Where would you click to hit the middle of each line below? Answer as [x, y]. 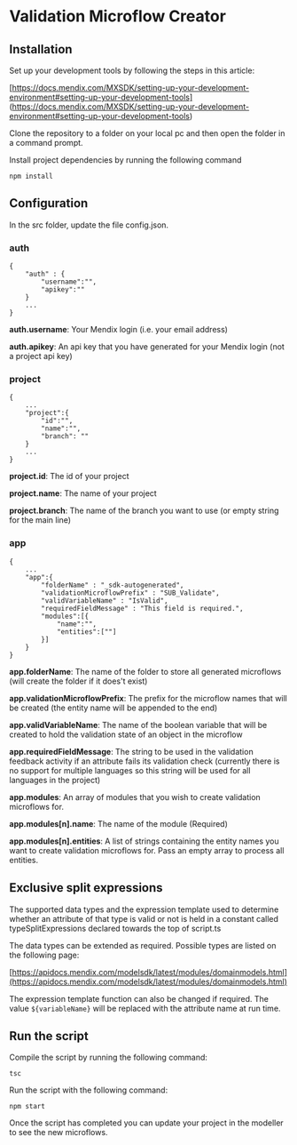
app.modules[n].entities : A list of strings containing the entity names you [144, 841]
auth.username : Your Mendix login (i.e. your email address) [119, 330]
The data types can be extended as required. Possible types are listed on [143, 945]
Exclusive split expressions [86, 888]
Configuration [49, 203]
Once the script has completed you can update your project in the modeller [146, 1123]
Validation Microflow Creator [117, 16]
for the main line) [40, 520]
